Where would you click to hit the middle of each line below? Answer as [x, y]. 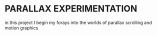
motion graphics [21, 27]
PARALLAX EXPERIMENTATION [71, 9]
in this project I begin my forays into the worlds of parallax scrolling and [78, 22]
